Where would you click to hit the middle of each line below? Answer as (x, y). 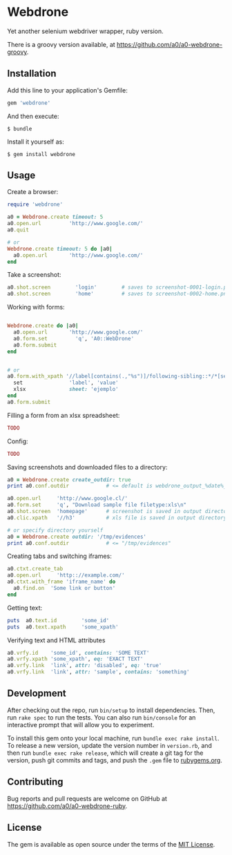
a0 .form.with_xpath (35, 376)
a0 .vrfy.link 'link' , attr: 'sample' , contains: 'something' (98, 672)
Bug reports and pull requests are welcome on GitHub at (87, 798)
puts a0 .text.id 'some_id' (58, 620)
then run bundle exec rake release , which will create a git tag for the (105, 753)
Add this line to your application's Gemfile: (67, 90)
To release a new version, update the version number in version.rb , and (110, 745)
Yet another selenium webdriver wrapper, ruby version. (85, 31)
